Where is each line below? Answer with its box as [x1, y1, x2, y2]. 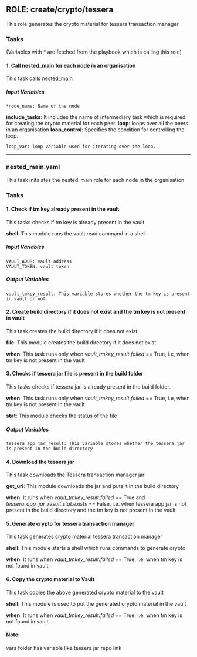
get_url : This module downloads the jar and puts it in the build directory [6, 483, 179, 490]
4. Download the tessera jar [6, 458, 74, 465]
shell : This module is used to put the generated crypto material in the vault [6, 600, 186, 607]
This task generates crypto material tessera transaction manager [6, 533, 162, 540]
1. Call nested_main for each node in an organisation [6, 62, 136, 69]
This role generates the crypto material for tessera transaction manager [6, 20, 179, 27]
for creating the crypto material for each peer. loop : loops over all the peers [6, 120, 189, 127]
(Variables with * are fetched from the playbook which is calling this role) [6, 48, 182, 55]
